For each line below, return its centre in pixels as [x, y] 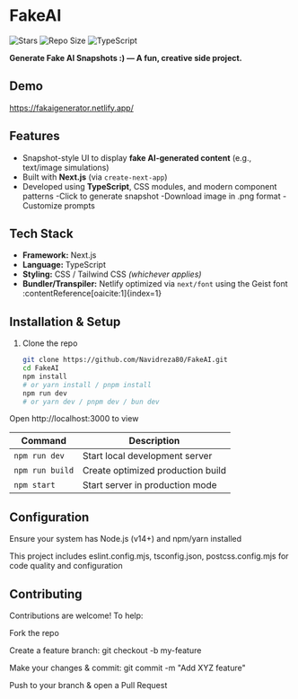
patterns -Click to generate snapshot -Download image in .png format [151, 196]
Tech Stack [41, 233]
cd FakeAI [41, 368]
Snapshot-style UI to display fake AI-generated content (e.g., [137, 157]
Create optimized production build [154, 471]
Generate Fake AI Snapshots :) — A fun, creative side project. [126, 58]
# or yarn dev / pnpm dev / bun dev [91, 402]
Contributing [46, 594]
